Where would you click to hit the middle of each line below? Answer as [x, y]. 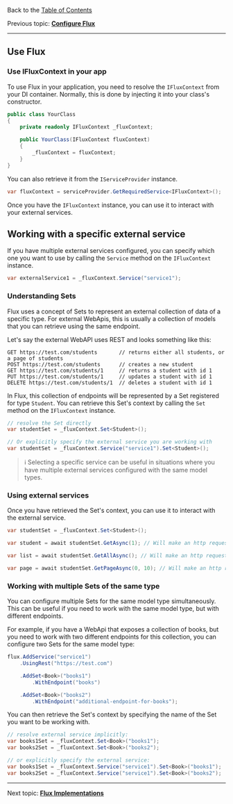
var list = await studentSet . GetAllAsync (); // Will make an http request [118, 556]
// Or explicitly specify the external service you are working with [110, 442]
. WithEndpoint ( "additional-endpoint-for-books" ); [105, 701]
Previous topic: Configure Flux [51, 23]
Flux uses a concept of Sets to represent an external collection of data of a [114, 311]
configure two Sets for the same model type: [71, 644]
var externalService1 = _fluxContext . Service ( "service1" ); [94, 278]
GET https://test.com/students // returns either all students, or [116, 352]
